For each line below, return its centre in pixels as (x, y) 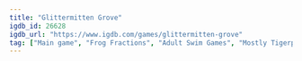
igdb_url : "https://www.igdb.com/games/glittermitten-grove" (126, 34)
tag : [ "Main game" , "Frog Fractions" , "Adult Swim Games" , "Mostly (138, 43)
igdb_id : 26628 (38, 26)
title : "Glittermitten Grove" (66, 17)
